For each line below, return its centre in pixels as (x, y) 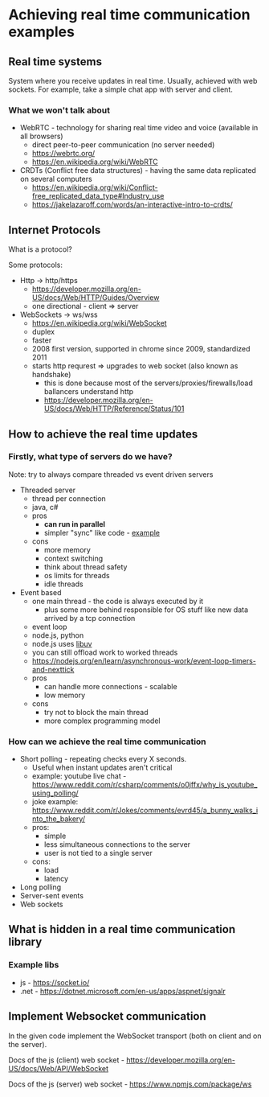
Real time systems (55, 62)
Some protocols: (35, 265)
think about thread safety (86, 567)
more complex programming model (102, 721)
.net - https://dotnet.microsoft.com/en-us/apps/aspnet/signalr (123, 991)
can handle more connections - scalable (111, 686)
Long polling (41, 887)
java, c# (45, 507)
